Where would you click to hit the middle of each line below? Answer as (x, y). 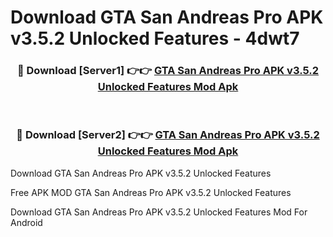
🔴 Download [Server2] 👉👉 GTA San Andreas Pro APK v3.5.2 (168, 135)
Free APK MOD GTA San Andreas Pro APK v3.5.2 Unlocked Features (151, 192)
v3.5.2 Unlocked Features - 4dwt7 (155, 38)
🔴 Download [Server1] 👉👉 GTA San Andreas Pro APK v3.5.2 (168, 71)
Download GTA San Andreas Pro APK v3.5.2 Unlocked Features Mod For (159, 212)
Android (26, 222)
